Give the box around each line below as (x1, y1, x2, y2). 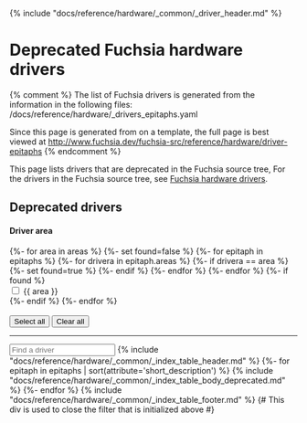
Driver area (9, 225, 53, 236)
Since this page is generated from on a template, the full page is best (9, 126, 270, 137)
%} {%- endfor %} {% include (9, 384, 122, 396)
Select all (14, 316, 46, 326)
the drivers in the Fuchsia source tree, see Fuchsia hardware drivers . (9, 173, 268, 184)
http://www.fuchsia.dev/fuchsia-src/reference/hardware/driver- (48, 136, 288, 147)
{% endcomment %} (44, 145, 122, 156)
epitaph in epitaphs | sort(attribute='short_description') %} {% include (9, 365, 274, 375)
